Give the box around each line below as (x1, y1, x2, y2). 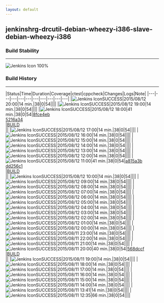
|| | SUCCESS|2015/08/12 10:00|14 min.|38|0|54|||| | (5, 173, 139, 179)
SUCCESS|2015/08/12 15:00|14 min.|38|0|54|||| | (36, 137, 133, 143)
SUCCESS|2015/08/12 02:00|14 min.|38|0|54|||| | (36, 214, 134, 220)
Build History (5, 75, 37, 82)
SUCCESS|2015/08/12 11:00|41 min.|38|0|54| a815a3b (36, 158, 143, 163)
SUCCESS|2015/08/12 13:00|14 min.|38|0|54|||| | (36, 147, 133, 153)
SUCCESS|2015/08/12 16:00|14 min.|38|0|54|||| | (36, 132, 133, 138)
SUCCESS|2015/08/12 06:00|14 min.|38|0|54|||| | (36, 194, 134, 200)
